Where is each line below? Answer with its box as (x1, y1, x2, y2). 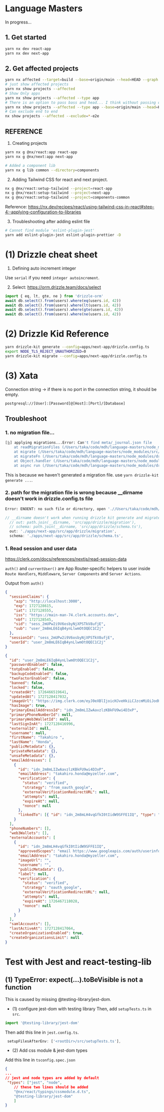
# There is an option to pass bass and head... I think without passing (5, 100, 156, 105)
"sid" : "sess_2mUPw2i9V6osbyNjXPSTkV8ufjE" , (14, 622, 106, 627)
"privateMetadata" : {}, (9, 749, 58, 754)
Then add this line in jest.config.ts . (5, 1029, 79, 1035)
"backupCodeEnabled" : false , (9, 671, 69, 677)
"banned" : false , (9, 681, 45, 685)
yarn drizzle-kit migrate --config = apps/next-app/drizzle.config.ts (5, 353, 147, 359)
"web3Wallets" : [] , (9, 830, 49, 836)
